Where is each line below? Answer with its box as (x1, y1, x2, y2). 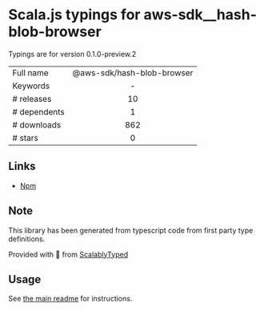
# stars (12, 132, 38, 143)
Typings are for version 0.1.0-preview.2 (8, 49, 137, 59)
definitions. (8, 234, 46, 244)
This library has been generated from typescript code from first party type (8, 225, 254, 235)
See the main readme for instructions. (8, 294, 133, 304)
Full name (12, 67, 50, 78)
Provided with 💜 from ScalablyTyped (8, 249, 129, 259)
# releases (12, 93, 52, 104)
